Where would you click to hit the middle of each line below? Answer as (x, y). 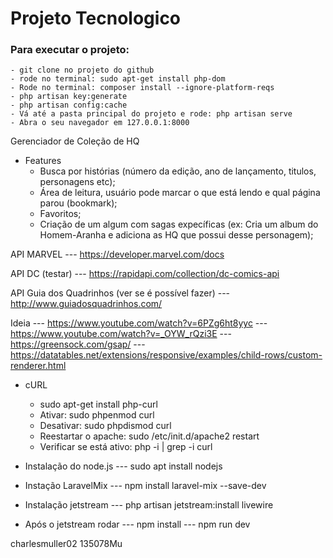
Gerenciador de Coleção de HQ (75, 141)
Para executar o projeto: (70, 50)
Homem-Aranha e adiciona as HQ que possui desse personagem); (176, 235)
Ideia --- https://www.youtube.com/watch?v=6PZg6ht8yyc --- (139, 323)
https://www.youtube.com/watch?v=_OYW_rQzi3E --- (121, 334)
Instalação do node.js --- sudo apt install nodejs (123, 466)
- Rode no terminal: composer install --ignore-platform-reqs (142, 88)
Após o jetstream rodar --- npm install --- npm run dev (137, 524)
